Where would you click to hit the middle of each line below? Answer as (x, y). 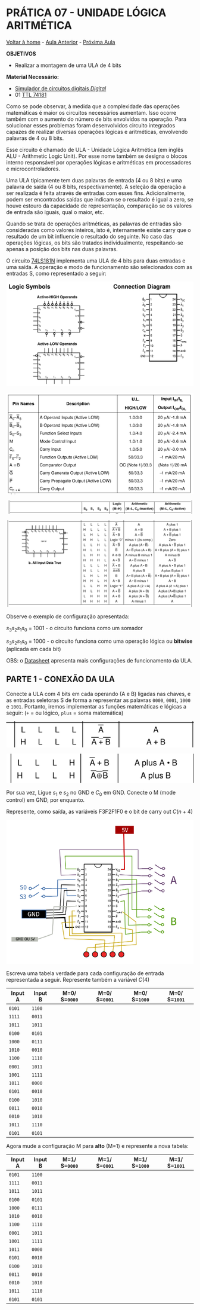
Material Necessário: (33, 77)
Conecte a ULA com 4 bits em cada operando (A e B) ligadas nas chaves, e (99, 694)
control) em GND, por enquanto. (46, 800)
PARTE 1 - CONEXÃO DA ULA (60, 680)
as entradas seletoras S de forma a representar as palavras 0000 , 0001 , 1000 (99, 700)
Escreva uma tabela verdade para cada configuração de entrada (85, 973)
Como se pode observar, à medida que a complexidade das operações (93, 106)
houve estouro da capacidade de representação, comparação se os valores (99, 206)
